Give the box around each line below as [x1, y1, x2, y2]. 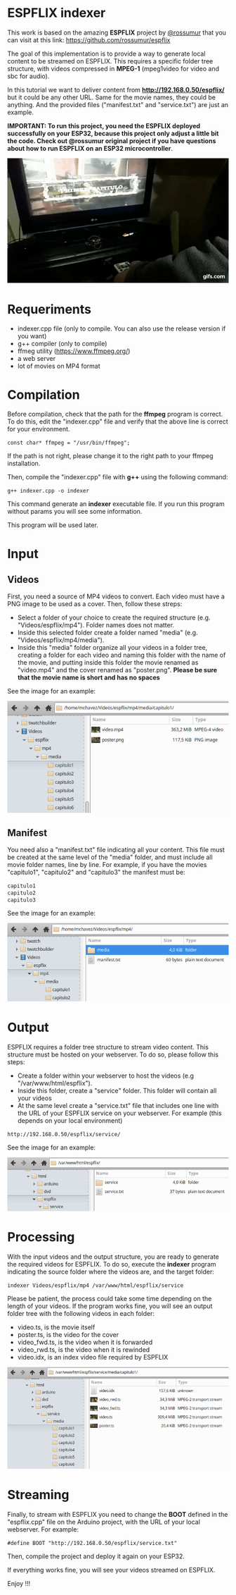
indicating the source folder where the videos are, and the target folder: [7, 1267, 214, 1276]
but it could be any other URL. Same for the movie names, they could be [7, 93, 216, 101]
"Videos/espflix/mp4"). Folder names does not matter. [17, 621, 174, 629]
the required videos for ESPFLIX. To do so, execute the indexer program [7, 1260, 216, 1269]
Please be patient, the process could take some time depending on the [7, 1295, 212, 1303]
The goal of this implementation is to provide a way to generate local [7, 49, 206, 58]
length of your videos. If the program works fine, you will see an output [7, 1302, 213, 1310]
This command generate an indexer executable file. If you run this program [7, 500, 225, 508]
